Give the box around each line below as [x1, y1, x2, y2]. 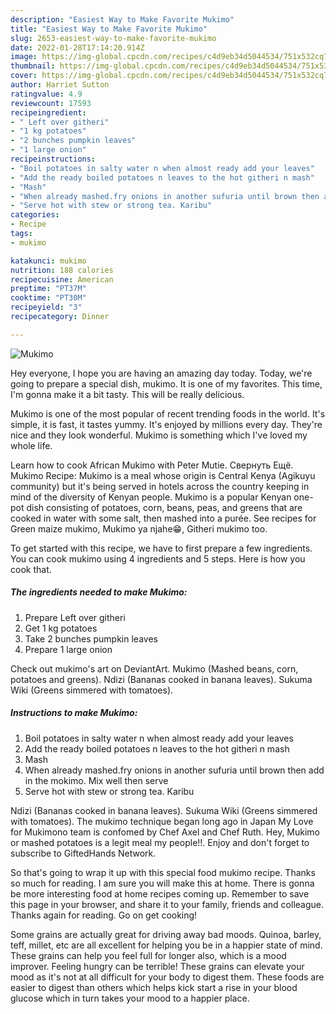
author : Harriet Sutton [10, 80, 110, 90]
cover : [10, 71, 38, 81]
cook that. [10, 563, 52, 575]
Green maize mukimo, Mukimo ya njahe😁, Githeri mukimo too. [10, 522, 268, 535]
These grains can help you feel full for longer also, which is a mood [10, 949, 287, 961]
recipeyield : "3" [10, 302, 83, 313]
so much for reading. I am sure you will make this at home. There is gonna [10, 877, 315, 889]
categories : [10, 210, 60, 220]
